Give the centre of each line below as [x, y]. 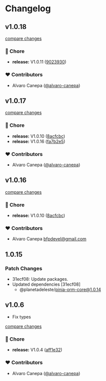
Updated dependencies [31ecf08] [46, 284]
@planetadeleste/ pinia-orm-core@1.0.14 [60, 290]
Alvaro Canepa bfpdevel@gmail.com [49, 239]
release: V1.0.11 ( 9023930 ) [39, 62]
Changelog [28, 9]
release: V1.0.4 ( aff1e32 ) [37, 350]
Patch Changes [24, 268]
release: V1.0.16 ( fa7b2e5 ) [39, 141]
